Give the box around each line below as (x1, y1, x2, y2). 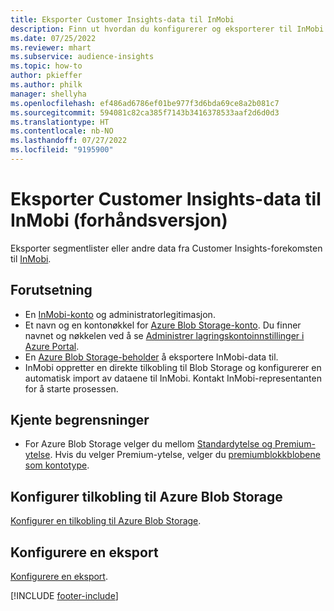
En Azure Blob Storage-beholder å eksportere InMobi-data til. (24, 351, 279, 363)
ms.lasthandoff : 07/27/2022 (10, 136, 128, 146)
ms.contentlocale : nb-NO (10, 126, 114, 136)
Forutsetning (10, 282, 93, 299)
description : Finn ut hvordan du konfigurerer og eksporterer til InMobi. (10, 24, 329, 34)
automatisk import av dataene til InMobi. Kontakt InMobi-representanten (24, 372, 322, 384)
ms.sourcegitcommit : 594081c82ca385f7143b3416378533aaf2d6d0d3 (10, 107, 280, 118)
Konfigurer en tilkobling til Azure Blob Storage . (10, 515, 202, 527)
